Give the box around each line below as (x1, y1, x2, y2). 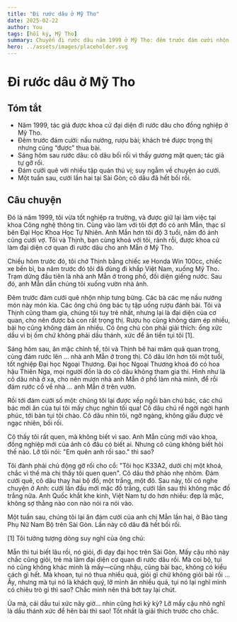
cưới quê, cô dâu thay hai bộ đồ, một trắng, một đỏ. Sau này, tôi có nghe (7, 476, 218, 484)
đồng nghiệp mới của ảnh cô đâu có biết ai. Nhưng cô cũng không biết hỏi (7, 440, 224, 448)
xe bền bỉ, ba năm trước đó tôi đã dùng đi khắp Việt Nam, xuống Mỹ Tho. (7, 264, 220, 273)
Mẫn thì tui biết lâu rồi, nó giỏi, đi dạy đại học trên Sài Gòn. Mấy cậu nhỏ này (7, 548, 230, 556)
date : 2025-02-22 (7, 17, 59, 24)
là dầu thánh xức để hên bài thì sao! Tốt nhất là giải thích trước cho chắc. (7, 606, 219, 615)
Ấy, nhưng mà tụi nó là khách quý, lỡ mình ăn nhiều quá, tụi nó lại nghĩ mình (7, 577, 227, 586)
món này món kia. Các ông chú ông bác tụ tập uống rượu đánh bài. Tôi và (7, 301, 221, 309)
